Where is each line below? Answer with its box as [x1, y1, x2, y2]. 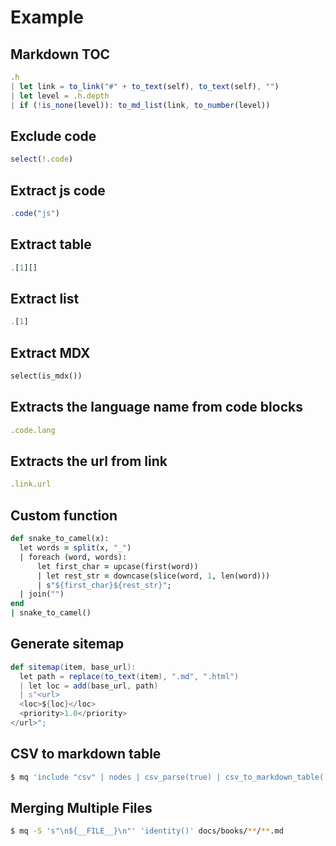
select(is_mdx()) [10, 371, 83, 381]
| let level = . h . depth [10, 91, 110, 101]
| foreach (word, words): [19, 552, 128, 562]
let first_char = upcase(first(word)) [36, 561, 199, 571]
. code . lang [10, 425, 56, 435]
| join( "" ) [19, 589, 65, 600]
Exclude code [10, 127, 97, 145]
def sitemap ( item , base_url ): [10, 662, 137, 672]
